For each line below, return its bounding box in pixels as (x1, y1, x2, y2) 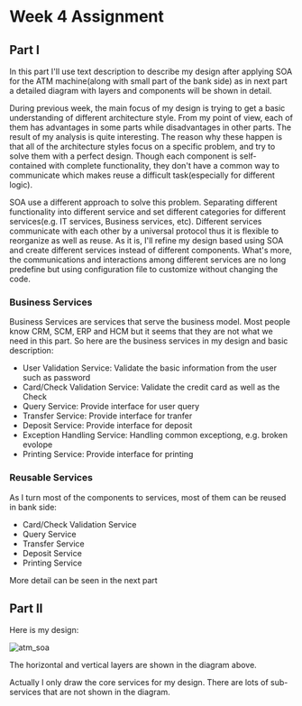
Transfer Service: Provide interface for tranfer (22, 410, 193, 421)
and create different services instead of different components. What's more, (9, 245, 292, 255)
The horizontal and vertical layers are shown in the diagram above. (9, 660, 257, 671)
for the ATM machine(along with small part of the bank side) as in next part (9, 76, 288, 87)
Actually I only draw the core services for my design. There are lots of (9, 677, 269, 688)
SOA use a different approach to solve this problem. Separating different (9, 197, 278, 207)
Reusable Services (9, 472, 93, 484)
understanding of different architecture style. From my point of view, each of (9, 113, 293, 123)
